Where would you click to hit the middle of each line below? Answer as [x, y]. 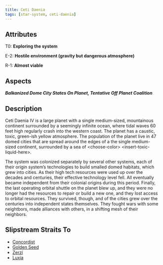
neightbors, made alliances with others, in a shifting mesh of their [72, 209]
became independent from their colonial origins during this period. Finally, [80, 183]
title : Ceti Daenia [25, 10]
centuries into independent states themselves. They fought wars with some [82, 204]
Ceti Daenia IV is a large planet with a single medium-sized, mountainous [79, 120]
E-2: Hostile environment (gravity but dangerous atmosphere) [70, 56]
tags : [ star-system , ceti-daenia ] [41, 14]
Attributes [21, 34]
